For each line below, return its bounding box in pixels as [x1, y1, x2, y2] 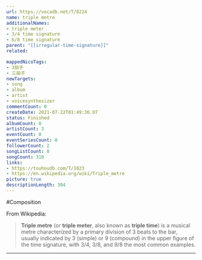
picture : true [6, 176, 42, 182]
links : [6, 159, 23, 166]
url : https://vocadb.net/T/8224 [6, 8, 87, 15]
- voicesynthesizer [6, 98, 55, 104]
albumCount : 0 [6, 120, 42, 126]
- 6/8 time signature [6, 37, 61, 43]
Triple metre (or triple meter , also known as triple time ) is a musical [20, 221, 191, 229]
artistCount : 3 [6, 126, 44, 132]
